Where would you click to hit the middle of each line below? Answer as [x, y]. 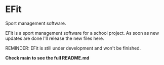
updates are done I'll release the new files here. [55, 38]
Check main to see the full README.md [47, 58]
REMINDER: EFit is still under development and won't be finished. [73, 48]
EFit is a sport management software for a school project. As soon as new [82, 33]
